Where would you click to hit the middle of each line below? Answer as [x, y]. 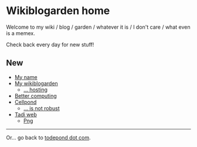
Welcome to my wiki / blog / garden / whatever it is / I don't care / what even [98, 27]
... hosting [35, 90]
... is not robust [41, 108]
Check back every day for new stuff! [50, 45]
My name [26, 77]
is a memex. [21, 33]
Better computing [35, 95]
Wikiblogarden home [58, 11]
